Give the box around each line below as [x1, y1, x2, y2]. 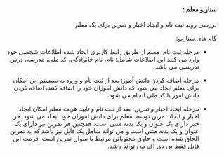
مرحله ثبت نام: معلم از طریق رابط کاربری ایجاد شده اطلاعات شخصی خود [6, 48, 199, 56]
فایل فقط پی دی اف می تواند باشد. [107, 142, 199, 150]
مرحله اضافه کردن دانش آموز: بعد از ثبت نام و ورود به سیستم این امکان [13, 76, 199, 85]
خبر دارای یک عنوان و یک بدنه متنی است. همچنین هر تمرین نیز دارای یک [13, 119, 199, 128]
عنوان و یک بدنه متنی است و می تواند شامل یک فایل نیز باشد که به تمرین [10, 127, 199, 135]
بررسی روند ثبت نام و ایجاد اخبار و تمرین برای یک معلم [74, 20, 217, 29]
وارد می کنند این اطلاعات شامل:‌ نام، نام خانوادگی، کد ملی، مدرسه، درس [9, 55, 199, 64]
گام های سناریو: [176, 34, 217, 43]
